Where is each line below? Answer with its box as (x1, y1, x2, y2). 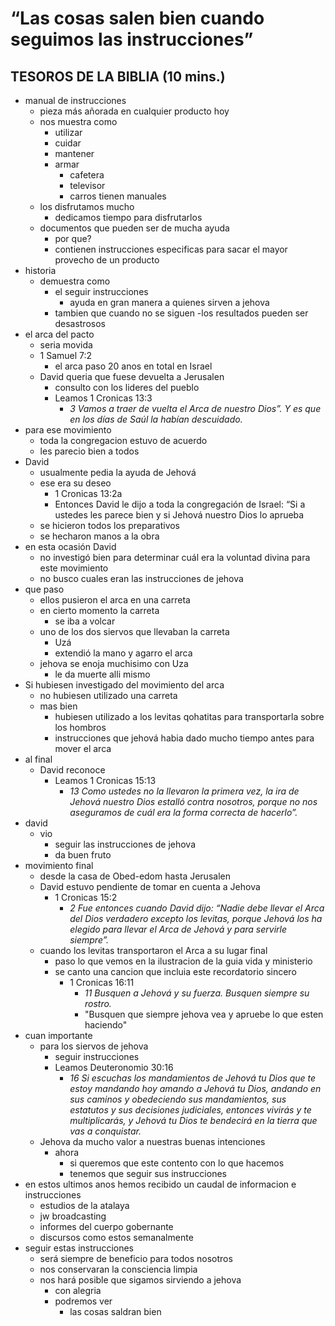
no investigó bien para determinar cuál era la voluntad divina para (39, 552, 311, 563)
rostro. (84, 998, 112, 1009)
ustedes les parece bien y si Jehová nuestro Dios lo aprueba (54, 509, 305, 521)
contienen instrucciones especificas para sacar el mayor (54, 243, 288, 255)
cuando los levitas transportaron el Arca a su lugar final (39, 945, 268, 956)
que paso (24, 583, 65, 595)
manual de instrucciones (24, 95, 127, 106)
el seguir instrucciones (54, 286, 149, 297)
